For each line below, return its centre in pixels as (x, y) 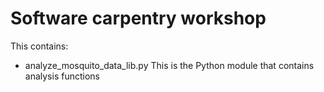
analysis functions (62, 76)
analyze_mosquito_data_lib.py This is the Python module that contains (169, 65)
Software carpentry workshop (138, 18)
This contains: (39, 46)
